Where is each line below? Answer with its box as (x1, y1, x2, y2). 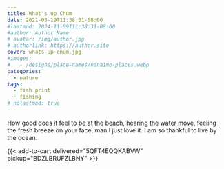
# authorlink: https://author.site (7, 42, 110, 49)
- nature (13, 74, 39, 81)
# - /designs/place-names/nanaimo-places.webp (7, 61, 150, 68)
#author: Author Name (7, 29, 70, 37)
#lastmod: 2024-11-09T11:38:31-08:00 (7, 23, 116, 30)
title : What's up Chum (7, 10, 72, 17)
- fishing (13, 94, 41, 101)
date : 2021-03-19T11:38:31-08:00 (7, 17, 103, 23)
